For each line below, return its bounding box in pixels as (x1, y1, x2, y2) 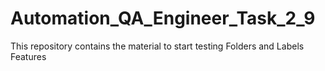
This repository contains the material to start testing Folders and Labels (10, 40, 305, 52)
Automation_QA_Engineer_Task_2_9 (10, 7, 316, 30)
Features (10, 50, 47, 62)
